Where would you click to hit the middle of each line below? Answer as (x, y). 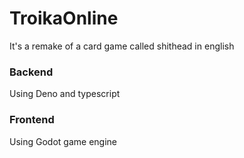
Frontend (32, 120)
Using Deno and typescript (65, 94)
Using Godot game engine (63, 141)
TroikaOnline (64, 18)
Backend (31, 72)
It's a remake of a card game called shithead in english (122, 46)
